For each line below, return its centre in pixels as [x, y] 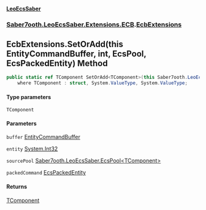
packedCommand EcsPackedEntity [46, 173]
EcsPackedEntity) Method [57, 63]
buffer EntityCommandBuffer [44, 137]
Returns [17, 187]
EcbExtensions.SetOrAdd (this [65, 44]
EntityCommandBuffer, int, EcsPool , [76, 54]
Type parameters [29, 97]
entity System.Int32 [32, 149]
